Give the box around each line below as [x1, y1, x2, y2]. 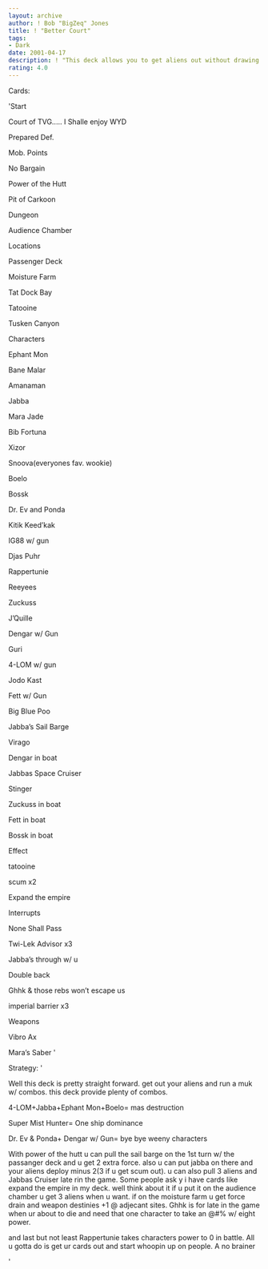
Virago [8, 737, 30, 747]
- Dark [8, 42, 30, 50]
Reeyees [8, 582, 38, 592]
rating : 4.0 [8, 64, 48, 72]
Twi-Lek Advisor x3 [8, 938, 73, 949]
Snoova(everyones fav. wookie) [8, 458, 113, 468]
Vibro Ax [8, 1032, 38, 1042]
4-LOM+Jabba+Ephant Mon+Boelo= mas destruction [8, 1102, 184, 1112]
